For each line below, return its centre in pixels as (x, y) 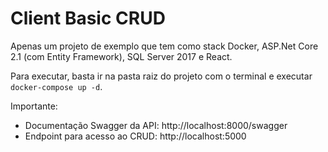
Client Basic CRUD (88, 18)
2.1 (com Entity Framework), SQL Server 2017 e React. (121, 56)
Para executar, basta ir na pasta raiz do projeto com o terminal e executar (161, 76)
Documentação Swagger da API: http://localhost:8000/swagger (156, 125)
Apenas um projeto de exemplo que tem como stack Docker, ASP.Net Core (164, 46)
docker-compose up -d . (56, 86)
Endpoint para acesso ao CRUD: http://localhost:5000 (135, 136)
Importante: (34, 106)
